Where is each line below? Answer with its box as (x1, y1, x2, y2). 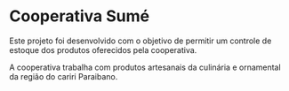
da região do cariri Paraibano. (9, 71, 118, 81)
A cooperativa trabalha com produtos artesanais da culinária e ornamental (9, 62, 282, 72)
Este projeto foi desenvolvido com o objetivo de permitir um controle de (9, 35, 272, 46)
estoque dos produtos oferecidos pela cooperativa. (9, 44, 197, 55)
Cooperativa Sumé (9, 6, 149, 27)
